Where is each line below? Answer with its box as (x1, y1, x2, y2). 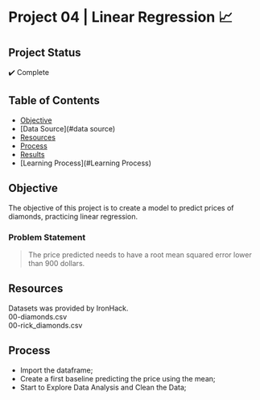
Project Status (8, 45, 82, 59)
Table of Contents (8, 94, 101, 107)
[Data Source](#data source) (19, 123, 116, 133)
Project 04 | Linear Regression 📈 (8, 8, 233, 27)
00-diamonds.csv (8, 311, 68, 321)
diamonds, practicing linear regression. (8, 211, 138, 221)
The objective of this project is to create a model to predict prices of (8, 202, 234, 212)
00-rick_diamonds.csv (8, 320, 83, 330)
